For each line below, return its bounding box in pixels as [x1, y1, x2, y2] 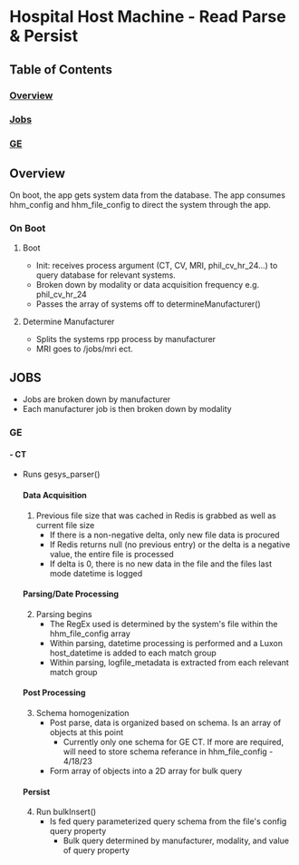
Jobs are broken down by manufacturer [22, 394, 171, 405]
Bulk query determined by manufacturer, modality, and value [63, 835, 290, 846]
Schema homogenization [35, 708, 130, 718]
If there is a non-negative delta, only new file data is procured [49, 529, 280, 540]
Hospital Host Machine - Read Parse [9, 6, 287, 27]
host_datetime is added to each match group [49, 647, 217, 658]
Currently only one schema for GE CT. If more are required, [63, 737, 284, 747]
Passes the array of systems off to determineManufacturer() [35, 299, 261, 310]
